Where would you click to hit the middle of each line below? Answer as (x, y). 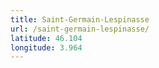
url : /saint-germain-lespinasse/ (80, 29)
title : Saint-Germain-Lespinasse (80, 19)
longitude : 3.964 (46, 47)
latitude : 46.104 (46, 38)
